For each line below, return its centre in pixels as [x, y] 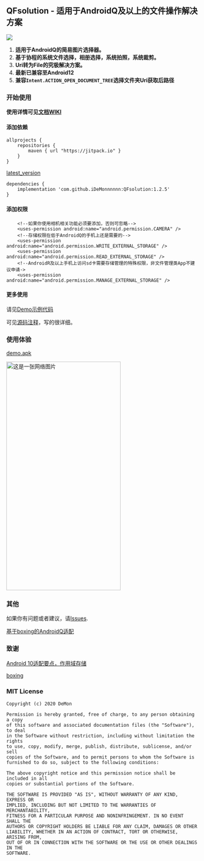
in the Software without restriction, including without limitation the [100, 736]
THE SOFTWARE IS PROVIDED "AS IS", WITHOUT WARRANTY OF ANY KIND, [92, 795]
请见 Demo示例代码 [30, 309]
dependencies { [26, 184]
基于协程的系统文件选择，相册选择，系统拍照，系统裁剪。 [87, 57]
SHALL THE [19, 821]
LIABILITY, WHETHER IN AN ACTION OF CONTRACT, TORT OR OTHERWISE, [92, 832]
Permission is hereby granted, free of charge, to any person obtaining [100, 714]
